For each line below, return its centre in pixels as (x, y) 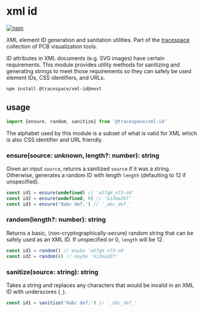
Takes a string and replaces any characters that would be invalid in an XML (100, 285)
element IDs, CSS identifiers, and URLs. (56, 77)
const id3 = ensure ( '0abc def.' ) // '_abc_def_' (69, 204)
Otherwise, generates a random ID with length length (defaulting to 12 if (96, 175)
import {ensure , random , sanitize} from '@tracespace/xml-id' (87, 121)
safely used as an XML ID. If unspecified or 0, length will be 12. (85, 239)
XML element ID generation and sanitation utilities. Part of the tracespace (98, 40)
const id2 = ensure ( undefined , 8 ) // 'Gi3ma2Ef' (69, 198)
